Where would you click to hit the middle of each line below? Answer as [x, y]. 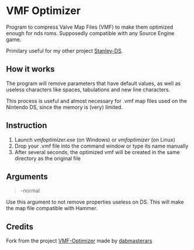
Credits [20, 227]
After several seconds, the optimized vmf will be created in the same [97, 152]
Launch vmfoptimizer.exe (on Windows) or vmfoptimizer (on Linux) [95, 139]
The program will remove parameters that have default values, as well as [93, 83]
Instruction [27, 126]
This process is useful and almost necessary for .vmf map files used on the [96, 101]
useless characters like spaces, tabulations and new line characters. [88, 90]
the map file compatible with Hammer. [52, 208]
